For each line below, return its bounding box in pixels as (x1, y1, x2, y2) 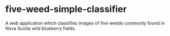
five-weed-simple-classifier (5, 3, 127, 15)
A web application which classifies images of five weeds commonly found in (5, 20, 165, 26)
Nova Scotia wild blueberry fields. (5, 25, 76, 31)
